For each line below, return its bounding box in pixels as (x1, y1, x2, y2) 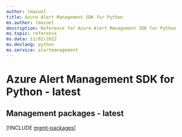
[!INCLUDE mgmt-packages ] (6, 124, 76, 131)
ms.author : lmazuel (6, 19, 55, 25)
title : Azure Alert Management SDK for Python (6, 14, 123, 20)
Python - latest (6, 85, 81, 98)
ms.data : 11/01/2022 (6, 36, 58, 42)
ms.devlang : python (6, 42, 55, 48)
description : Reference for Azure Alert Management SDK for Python (6, 25, 177, 31)
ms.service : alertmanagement (6, 47, 78, 53)
